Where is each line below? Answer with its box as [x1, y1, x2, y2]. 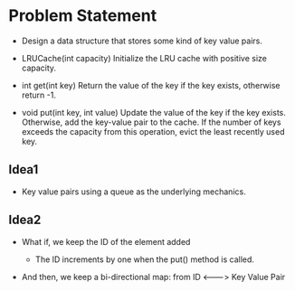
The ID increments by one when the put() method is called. [34, 254, 255, 265]
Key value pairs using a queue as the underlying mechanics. [21, 186, 246, 197]
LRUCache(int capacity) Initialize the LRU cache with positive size [21, 52, 268, 63]
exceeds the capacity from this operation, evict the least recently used [21, 126, 285, 136]
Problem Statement [8, 5, 157, 26]
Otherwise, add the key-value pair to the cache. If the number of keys [21, 117, 281, 127]
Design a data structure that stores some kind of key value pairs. [21, 35, 263, 46]
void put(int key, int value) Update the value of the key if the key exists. [21, 107, 287, 117]
